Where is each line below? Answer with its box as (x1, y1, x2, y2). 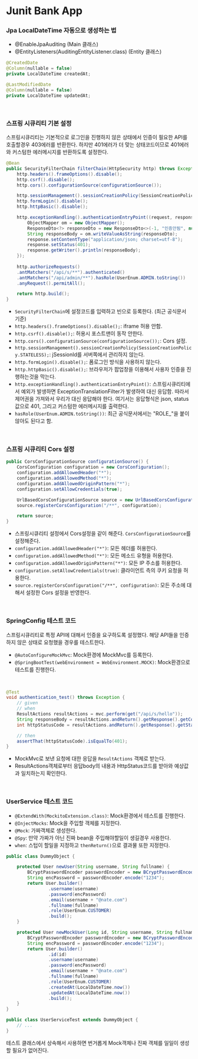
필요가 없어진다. (12, 1047, 49, 1054)
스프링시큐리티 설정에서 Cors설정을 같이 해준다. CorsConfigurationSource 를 (14, 530, 192, 537)
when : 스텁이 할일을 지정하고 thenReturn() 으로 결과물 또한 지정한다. (14, 841, 170, 848)
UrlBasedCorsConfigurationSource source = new (16, 497, 133, 503)
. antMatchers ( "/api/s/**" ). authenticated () (16, 269, 126, 275)
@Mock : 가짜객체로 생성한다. (14, 826, 77, 834)
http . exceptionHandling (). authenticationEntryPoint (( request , (16, 214, 173, 221)
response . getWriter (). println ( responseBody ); (27, 247, 141, 253)
